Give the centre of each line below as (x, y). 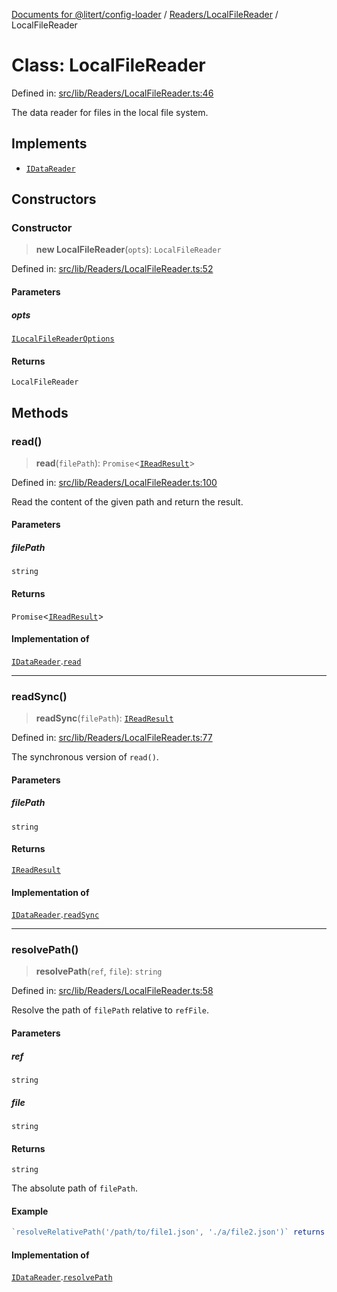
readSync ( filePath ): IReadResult (104, 718)
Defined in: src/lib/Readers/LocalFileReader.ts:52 (112, 269)
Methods (40, 412)
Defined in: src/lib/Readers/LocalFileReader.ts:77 (112, 738)
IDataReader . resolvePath (62, 1277)
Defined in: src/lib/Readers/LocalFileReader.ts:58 (112, 991)
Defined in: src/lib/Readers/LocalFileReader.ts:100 (114, 482)
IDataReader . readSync (55, 915)
